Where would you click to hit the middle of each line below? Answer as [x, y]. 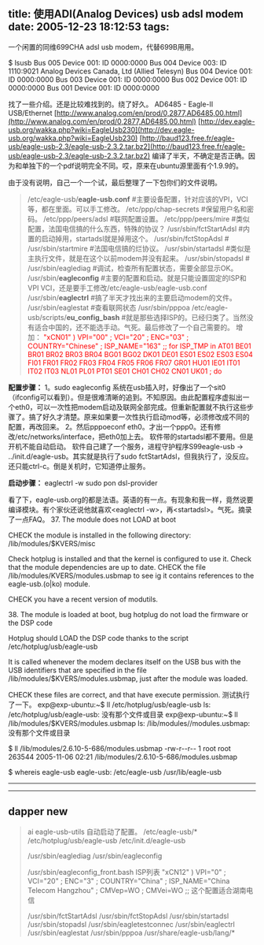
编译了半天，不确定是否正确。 [200, 155]
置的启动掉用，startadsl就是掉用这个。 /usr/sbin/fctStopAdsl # [128, 238]
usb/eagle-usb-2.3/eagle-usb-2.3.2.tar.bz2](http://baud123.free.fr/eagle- [127, 146]
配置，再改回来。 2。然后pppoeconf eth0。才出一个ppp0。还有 [111, 426]
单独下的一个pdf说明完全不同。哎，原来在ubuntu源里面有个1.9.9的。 [132, 166]
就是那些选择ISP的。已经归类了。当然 [186, 317]
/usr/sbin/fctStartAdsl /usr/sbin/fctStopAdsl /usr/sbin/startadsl [128, 916]
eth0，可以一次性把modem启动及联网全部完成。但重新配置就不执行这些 [131, 407]
